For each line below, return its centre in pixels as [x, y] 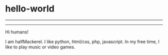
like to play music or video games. [40, 47]
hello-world [30, 9]
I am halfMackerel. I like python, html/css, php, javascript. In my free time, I [82, 41]
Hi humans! [17, 32]
